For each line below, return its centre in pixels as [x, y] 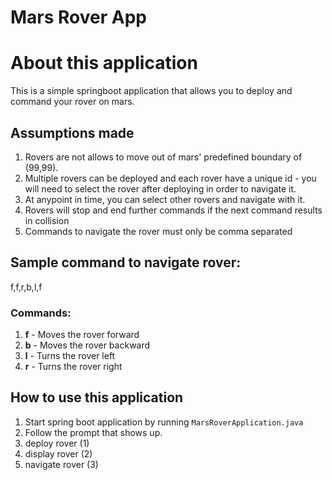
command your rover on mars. [72, 102]
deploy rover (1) [57, 443]
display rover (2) [58, 453]
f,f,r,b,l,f [26, 287]
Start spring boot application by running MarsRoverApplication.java [164, 422]
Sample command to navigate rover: [126, 262]
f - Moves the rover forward [82, 335]
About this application [104, 63]
